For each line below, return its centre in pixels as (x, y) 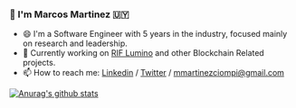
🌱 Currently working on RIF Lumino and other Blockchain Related (143, 53)
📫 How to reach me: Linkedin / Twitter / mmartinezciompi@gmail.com (153, 73)
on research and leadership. (75, 43)
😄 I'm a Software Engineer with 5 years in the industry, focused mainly (155, 34)
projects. (39, 63)
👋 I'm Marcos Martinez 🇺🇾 (69, 14)
